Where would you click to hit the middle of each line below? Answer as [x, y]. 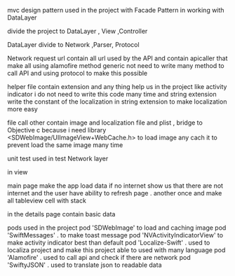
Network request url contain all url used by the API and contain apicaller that [117, 58]
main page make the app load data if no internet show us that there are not [115, 186]
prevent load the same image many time [65, 145]
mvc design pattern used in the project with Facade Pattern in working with [116, 10]
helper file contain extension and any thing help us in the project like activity [117, 87]
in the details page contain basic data [61, 214]
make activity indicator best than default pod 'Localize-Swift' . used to [109, 242]
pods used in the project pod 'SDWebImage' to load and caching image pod [117, 228]
